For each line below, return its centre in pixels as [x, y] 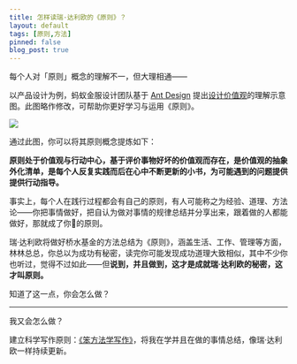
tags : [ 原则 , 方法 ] [41, 34]
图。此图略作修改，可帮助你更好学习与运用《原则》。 [104, 106]
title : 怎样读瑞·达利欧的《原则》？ [68, 17]
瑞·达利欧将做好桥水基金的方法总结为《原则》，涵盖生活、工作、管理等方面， [148, 242]
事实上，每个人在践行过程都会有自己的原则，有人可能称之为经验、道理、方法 [148, 201]
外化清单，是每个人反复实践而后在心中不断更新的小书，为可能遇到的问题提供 [148, 171]
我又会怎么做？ [36, 321]
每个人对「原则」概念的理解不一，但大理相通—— [98, 77]
